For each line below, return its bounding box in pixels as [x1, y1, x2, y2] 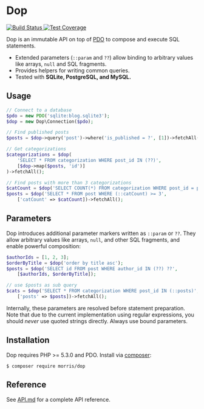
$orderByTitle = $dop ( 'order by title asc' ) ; [6, 260, 123, 266]
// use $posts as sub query [6, 282, 78, 288]
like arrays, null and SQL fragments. [15, 60, 107, 68]
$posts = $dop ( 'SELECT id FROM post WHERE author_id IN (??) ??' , [6, 265, 178, 271]
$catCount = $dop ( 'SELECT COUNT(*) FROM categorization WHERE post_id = [6, 185, 194, 192]
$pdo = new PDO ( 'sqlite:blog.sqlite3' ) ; [6, 113, 110, 119]
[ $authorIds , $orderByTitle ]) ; [17, 271, 97, 278]
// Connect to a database [6, 107, 72, 113]
